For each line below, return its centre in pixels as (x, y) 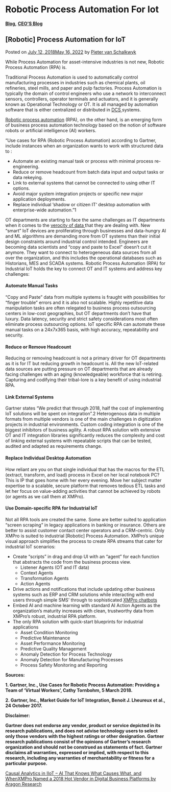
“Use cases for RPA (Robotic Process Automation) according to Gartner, (81, 140)
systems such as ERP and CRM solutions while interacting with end (83, 594)
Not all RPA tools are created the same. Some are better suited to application (86, 519)
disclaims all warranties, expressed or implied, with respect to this (77, 752)
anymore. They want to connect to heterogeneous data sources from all (81, 252)
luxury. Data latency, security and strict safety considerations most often (82, 319)
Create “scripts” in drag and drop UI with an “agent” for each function (86, 556)
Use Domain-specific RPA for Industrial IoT (52, 508)
